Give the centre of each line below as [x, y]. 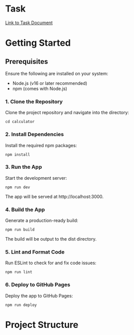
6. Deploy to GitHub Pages [38, 285]
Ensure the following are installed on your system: [57, 73]
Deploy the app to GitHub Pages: [39, 296]
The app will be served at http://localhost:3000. [54, 196]
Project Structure [42, 325]
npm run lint [19, 272]
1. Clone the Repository [34, 101]
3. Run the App [24, 167]
